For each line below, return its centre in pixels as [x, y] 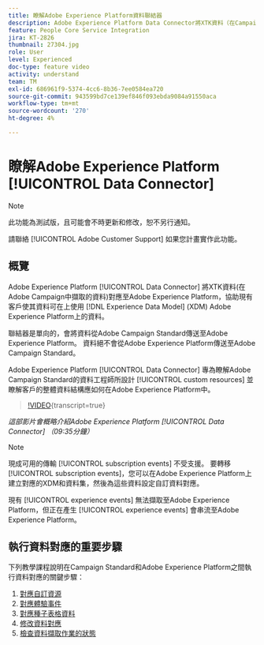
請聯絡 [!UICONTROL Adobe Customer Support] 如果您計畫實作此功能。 [125, 238]
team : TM [22, 81]
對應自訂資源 [40, 594]
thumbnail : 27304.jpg [44, 45]
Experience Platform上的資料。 [58, 316]
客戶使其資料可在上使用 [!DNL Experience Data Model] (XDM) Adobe [120, 306]
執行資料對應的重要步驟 [65, 547]
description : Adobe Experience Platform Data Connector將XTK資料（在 [122, 23]
